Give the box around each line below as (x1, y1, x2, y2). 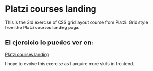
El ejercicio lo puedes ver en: (5, 39, 93, 47)
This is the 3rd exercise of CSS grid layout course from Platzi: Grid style (5, 19, 149, 25)
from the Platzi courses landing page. (5, 24, 80, 30)
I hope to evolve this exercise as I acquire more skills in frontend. (5, 60, 135, 66)
